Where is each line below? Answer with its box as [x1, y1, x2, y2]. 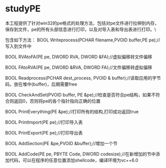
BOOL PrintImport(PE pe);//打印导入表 [5, 119, 83, 125]
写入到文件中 [5, 43, 31, 49]
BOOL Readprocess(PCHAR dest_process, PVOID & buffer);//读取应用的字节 [5, 75, 161, 81]
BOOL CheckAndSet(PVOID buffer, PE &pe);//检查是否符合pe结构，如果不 [5, 92, 156, 98]
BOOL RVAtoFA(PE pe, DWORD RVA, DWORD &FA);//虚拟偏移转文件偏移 [5, 53, 153, 60]
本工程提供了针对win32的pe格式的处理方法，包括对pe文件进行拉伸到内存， [5, 20, 160, 26]
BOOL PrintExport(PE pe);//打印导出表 [5, 130, 83, 136]
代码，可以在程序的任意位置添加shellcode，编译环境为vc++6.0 [9, 157, 139, 163]
